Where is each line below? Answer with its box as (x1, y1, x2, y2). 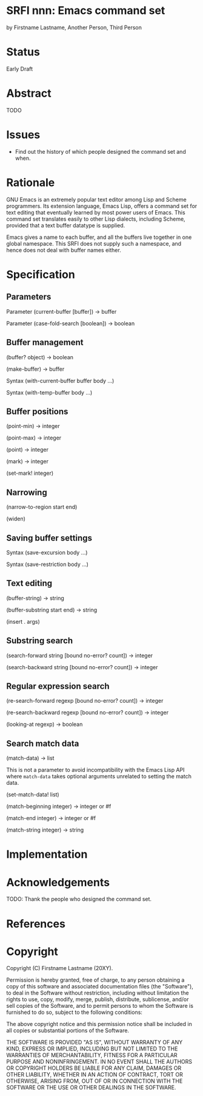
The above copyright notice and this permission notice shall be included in (6, 1021, 192, 1028)
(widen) (6, 515, 26, 523)
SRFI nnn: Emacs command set (6, 4, 165, 18)
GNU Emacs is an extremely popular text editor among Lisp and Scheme (6, 196, 187, 203)
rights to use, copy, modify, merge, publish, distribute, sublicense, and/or (6, 996, 189, 1003)
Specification (6, 267, 76, 281)
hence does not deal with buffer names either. (6, 246, 121, 253)
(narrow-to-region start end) (6, 503, 78, 511)
